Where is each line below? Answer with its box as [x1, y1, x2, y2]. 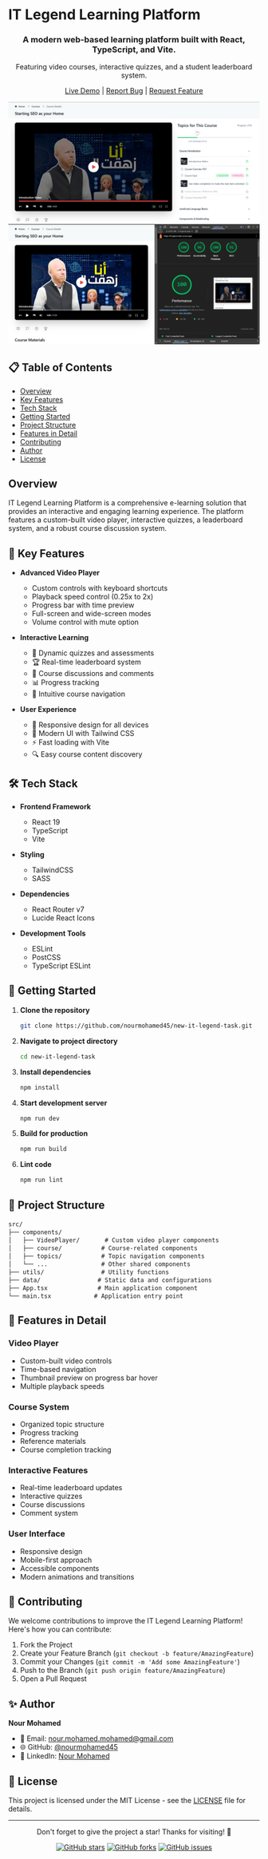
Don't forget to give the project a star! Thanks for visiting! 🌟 [36, 1826, 232, 1837]
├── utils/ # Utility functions [8, 1268, 170, 1276]
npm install [19, 1083, 60, 1091]
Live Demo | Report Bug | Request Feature [65, 86, 203, 96]
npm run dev [19, 1114, 60, 1122]
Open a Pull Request [19, 1674, 88, 1683]
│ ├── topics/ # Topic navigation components [8, 1252, 205, 1260]
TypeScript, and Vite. [91, 44, 176, 55]
